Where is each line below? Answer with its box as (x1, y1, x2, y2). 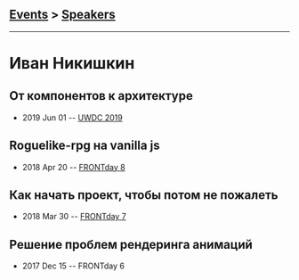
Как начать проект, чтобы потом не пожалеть (9, 187, 279, 203)
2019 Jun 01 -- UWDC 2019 (21, 111, 123, 123)
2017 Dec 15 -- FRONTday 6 (21, 260, 125, 271)
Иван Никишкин (9, 54, 135, 73)
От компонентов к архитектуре (9, 88, 193, 103)
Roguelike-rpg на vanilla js (9, 138, 160, 153)
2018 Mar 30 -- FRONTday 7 (21, 211, 126, 222)
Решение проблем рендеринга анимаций (9, 236, 254, 252)
